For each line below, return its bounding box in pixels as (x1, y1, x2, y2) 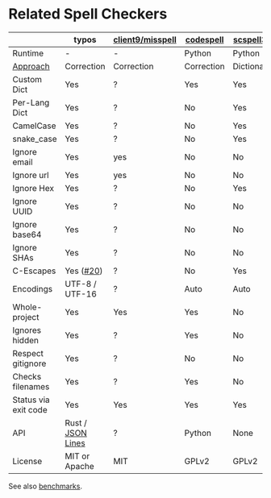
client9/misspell (112, 34, 177, 45)
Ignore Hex (12, 182, 55, 193)
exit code (12, 404, 48, 415)
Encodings (12, 283, 53, 294)
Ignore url (12, 169, 50, 181)
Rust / (64, 417, 87, 428)
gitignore (12, 358, 47, 369)
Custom (12, 73, 43, 85)
